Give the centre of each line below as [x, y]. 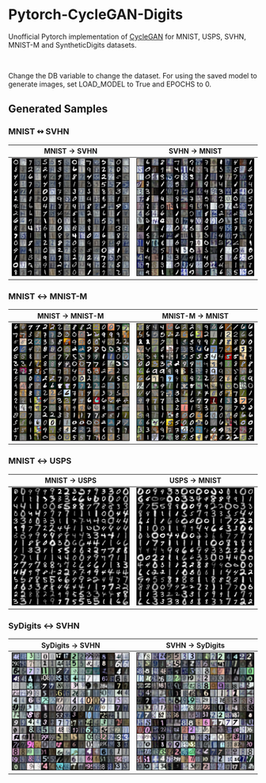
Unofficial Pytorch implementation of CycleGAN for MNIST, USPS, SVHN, [127, 36]
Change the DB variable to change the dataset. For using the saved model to [133, 75]
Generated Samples [58, 109]
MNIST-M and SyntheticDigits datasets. [72, 44]
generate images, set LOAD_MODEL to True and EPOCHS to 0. [110, 84]
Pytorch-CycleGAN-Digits [96, 15]
